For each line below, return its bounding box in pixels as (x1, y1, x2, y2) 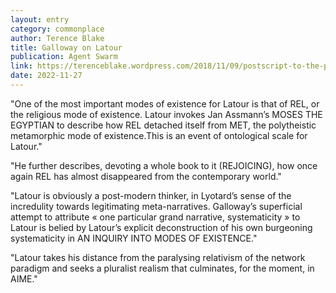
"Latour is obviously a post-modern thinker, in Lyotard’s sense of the (10, 189, 292, 201)
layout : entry (10, 14, 70, 25)
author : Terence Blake (10, 33, 105, 43)
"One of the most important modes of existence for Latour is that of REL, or (10, 97, 320, 110)
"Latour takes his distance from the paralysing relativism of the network (10, 251, 306, 263)
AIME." (10, 272, 38, 285)
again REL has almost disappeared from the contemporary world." (10, 170, 282, 182)
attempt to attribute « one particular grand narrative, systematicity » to (10, 211, 301, 223)
